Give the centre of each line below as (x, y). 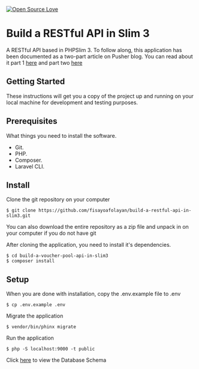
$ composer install (31, 261)
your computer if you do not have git (51, 233)
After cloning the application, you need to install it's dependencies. (89, 245)
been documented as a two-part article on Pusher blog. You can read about (99, 56)
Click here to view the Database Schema (56, 360)
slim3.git (19, 216)
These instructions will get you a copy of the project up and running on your (100, 96)
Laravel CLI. (30, 166)
